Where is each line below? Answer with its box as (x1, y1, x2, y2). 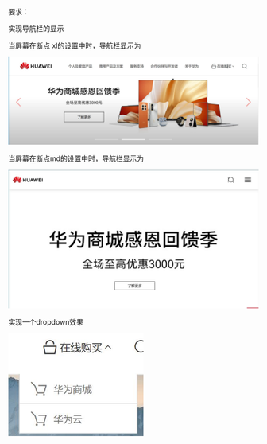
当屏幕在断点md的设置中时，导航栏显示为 (8, 154, 145, 163)
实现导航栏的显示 (8, 24, 64, 33)
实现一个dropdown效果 (8, 317, 84, 327)
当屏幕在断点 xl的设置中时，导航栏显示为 (8, 41, 141, 50)
